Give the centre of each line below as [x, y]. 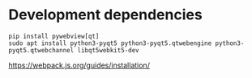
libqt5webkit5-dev [108, 50]
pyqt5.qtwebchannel [41, 50]
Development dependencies [105, 15]
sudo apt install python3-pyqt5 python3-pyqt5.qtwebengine [110, 43]
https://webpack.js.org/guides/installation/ [79, 65]
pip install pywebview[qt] [54, 36]
